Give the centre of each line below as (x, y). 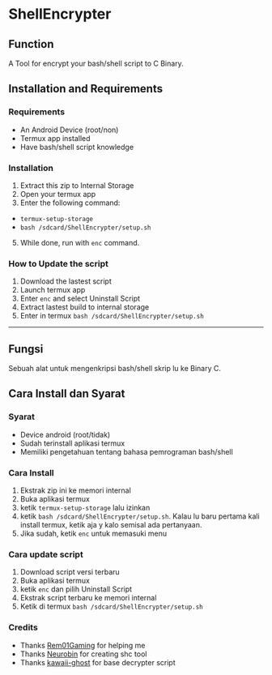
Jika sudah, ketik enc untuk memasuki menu (93, 534)
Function (31, 44)
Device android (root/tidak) (65, 434)
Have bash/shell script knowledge (77, 147)
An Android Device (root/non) (69, 130)
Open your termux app (58, 194)
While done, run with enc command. (80, 242)
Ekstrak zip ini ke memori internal (75, 490)
